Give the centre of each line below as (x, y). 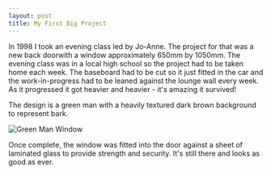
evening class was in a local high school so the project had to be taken (126, 63)
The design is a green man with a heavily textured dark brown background (132, 105)
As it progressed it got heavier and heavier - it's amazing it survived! (123, 89)
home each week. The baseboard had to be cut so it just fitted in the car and (136, 72)
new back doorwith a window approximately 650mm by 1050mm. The (125, 55)
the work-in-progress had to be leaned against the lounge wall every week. (133, 81)
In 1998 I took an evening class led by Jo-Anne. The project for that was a (131, 46)
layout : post (30, 16)
